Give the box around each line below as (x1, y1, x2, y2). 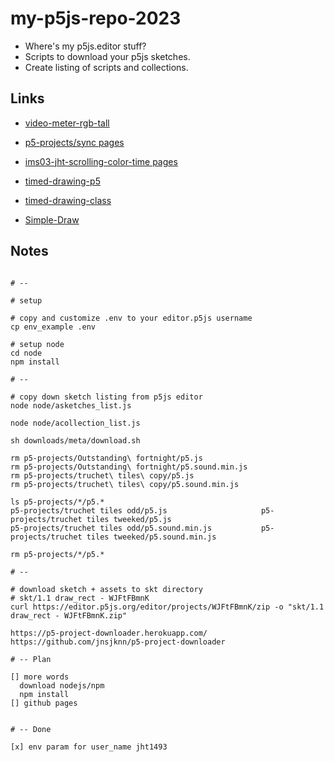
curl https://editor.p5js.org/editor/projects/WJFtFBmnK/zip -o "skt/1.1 (10, 602, 325, 612)
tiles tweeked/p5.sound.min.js (86, 532, 217, 542)
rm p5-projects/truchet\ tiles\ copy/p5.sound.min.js (10, 479, 240, 489)
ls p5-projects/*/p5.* (10, 497, 105, 507)
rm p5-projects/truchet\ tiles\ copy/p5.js (10, 470, 195, 481)
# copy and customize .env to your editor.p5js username (10, 313, 253, 323)
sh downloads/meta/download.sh (10, 435, 141, 446)
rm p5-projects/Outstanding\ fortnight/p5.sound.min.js (10, 462, 248, 472)
